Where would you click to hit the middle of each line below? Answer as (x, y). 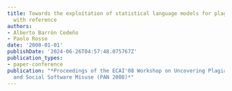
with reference (35, 20)
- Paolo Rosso (28, 39)
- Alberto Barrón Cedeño (43, 32)
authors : (20, 26)
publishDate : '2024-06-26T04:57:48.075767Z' (72, 52)
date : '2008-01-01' (35, 45)
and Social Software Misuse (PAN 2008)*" (74, 77)
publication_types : (35, 58)
